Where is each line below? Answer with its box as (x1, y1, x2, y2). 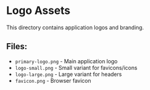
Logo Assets (6, 4, 71, 18)
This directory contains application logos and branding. (6, 24, 144, 31)
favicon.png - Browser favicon (15, 77, 91, 84)
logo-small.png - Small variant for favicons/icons (15, 64, 138, 71)
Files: (6, 41, 27, 52)
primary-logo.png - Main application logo (15, 57, 118, 64)
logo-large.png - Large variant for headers (15, 71, 122, 78)
